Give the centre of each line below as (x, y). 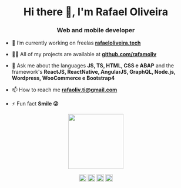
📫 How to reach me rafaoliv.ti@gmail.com (64, 90)
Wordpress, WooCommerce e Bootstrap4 (63, 78)
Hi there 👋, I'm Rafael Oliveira (96, 12)
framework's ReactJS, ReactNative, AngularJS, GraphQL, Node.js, (93, 72)
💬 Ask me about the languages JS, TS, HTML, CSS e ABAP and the (93, 66)
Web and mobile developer (96, 30)
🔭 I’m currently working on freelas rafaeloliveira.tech (76, 43)
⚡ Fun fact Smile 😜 (35, 104)
